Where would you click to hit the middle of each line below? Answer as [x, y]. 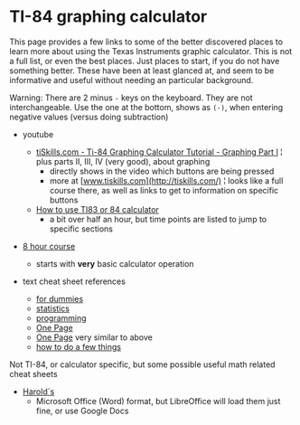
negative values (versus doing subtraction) [89, 117]
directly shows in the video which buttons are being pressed [162, 171]
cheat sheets [33, 373]
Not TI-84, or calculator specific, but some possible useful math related [142, 364]
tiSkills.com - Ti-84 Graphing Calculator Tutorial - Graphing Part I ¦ [159, 152]
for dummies [60, 298]
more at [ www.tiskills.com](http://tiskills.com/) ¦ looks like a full [166, 180]
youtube [38, 134]
